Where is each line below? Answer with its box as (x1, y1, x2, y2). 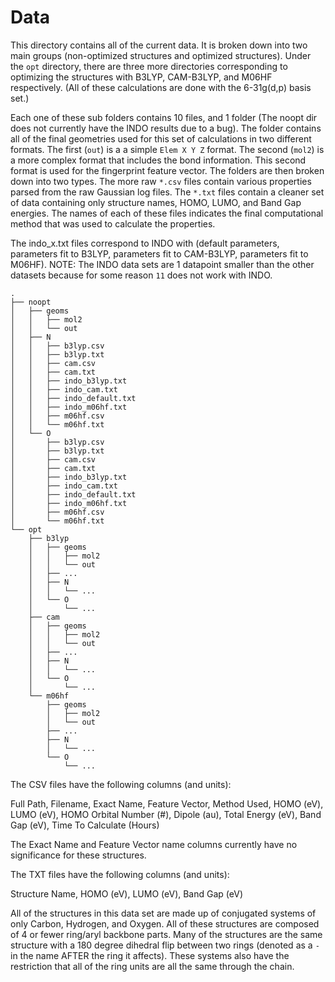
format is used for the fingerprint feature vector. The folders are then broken (10, 164, 325, 176)
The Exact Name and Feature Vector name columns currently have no (10, 838, 298, 850)
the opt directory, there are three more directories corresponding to (10, 60, 288, 72)
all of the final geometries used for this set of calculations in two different (10, 132, 312, 145)
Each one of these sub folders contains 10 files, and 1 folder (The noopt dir (10, 111, 318, 123)
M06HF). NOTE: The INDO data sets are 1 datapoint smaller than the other (10, 258, 315, 270)
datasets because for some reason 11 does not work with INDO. (10, 269, 273, 281)
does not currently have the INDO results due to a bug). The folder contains (10, 122, 322, 134)
